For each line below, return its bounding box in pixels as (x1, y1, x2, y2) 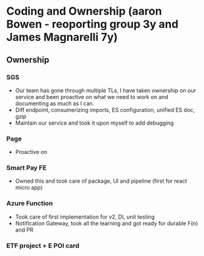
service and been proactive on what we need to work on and (15, 93, 169, 100)
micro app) (15, 184, 43, 191)
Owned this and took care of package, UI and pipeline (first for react (15, 177, 188, 185)
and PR (15, 226, 34, 233)
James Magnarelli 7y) (6, 31, 118, 44)
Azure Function (6, 199, 53, 208)
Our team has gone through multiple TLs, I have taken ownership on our (15, 87, 197, 94)
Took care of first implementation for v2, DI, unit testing (15, 213, 155, 221)
